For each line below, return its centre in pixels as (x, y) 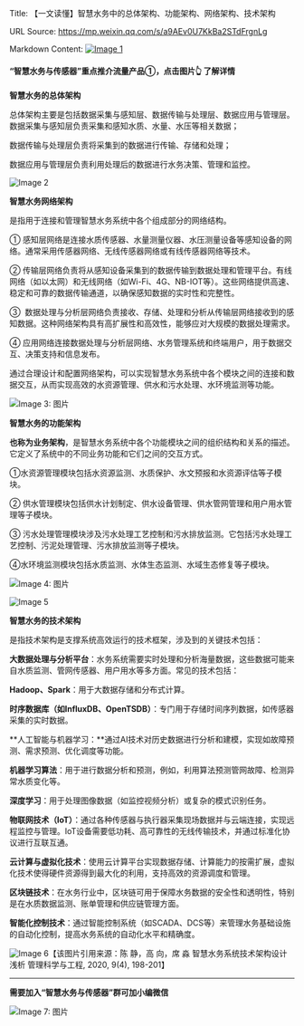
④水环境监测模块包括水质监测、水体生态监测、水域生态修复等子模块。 (142, 565)
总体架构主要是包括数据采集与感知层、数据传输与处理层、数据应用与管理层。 (152, 115)
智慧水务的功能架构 (45, 423)
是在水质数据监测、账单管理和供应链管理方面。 (96, 904)
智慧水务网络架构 (41, 201)
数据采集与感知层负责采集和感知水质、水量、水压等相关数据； (124, 126)
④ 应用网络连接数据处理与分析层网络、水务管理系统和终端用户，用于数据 (147, 343)
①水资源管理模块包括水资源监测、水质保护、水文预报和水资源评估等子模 (146, 473)
